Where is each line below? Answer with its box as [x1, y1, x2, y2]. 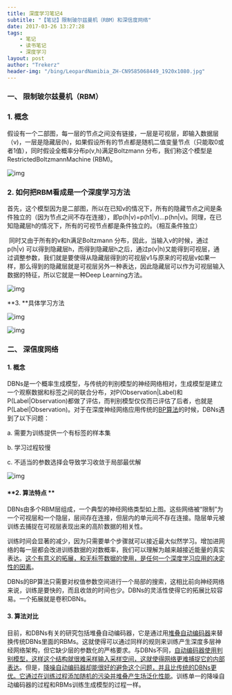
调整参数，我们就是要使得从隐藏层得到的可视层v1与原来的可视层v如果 [12, 253, 211, 262]
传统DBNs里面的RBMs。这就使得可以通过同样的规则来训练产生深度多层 [12, 637, 215, 645]
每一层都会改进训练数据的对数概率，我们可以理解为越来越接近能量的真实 [19, 546, 225, 554]
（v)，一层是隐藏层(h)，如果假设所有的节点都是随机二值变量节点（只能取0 [7, 137, 219, 146]
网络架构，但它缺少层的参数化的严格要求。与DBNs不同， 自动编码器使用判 [12, 646, 223, 654]
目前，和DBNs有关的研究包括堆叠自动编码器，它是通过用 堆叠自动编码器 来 [7, 629, 217, 637]
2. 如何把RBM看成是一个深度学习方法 [7, 187, 130, 197]
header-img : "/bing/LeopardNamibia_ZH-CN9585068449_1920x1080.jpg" [7, 68, 206, 75]
